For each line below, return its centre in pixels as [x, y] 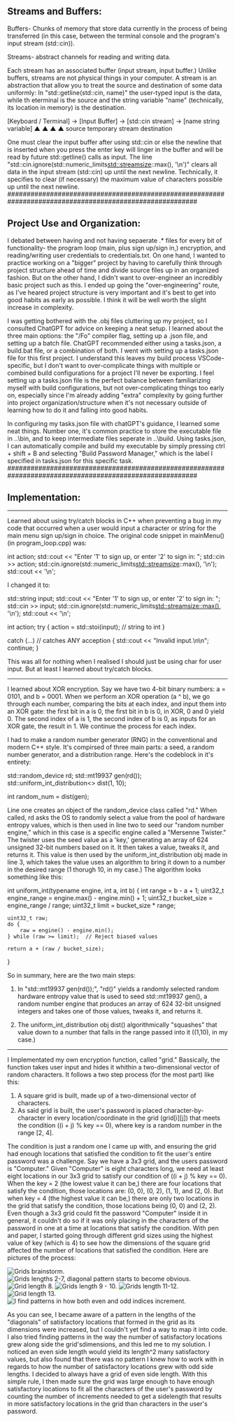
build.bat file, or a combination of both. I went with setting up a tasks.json [113, 350]
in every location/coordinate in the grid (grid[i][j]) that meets [134, 1118]
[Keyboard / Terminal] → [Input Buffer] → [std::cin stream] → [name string [114, 121]
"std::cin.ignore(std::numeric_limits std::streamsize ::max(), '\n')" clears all [112, 164]
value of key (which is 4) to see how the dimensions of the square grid [109, 1243]
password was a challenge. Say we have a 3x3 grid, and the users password [117, 1161]
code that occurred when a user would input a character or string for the [112, 528]
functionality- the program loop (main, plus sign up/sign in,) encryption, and [116, 248]
